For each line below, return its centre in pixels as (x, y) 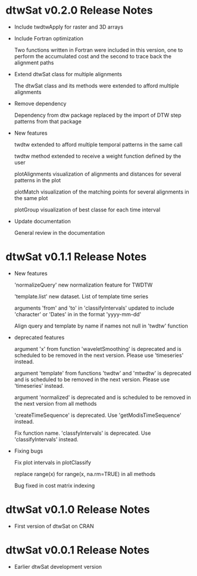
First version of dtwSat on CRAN (54, 526)
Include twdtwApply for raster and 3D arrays (68, 27)
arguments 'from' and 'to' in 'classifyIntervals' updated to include (94, 308)
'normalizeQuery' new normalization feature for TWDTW (83, 285)
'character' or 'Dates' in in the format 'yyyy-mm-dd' (78, 314)
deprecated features (39, 337)
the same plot (31, 198)
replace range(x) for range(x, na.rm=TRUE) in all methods (85, 474)
